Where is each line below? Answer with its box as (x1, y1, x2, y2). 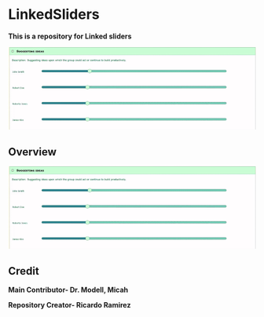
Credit (8, 264, 39, 278)
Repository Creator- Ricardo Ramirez (8, 301, 131, 310)
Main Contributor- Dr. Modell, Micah (8, 285, 129, 295)
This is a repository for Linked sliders (8, 31, 132, 41)
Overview (8, 145, 57, 158)
